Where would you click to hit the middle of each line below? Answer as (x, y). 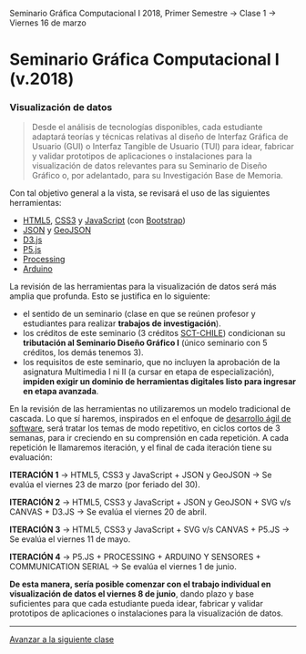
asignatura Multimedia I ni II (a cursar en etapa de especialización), (148, 372)
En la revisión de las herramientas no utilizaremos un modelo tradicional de (150, 409)
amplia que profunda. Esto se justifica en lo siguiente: (110, 296)
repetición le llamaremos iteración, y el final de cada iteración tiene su (141, 448)
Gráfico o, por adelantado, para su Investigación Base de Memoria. (158, 176)
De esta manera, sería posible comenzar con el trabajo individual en (140, 584)
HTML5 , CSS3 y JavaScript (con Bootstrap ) (104, 220)
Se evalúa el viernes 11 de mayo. (70, 539)
